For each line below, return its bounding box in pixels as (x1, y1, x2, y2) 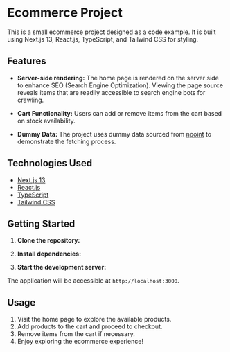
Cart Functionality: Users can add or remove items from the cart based (17, 109, 222, 117)
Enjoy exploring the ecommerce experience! (17, 337, 144, 346)
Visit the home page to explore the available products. (17, 315, 172, 324)
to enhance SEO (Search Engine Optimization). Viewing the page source (17, 81, 224, 89)
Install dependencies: (17, 249, 82, 258)
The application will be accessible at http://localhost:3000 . (7, 276, 180, 285)
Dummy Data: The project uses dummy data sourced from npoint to (17, 130, 212, 138)
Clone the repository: (17, 236, 80, 245)
